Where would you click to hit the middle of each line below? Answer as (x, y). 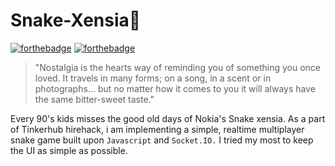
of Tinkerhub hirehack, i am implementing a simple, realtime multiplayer (157, 129)
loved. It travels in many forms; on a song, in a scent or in (153, 78)
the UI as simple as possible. (69, 150)
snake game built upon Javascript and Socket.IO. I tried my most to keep (162, 140)
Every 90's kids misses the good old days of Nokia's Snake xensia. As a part (168, 118)
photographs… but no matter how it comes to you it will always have (175, 88)
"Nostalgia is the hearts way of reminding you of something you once (178, 67)
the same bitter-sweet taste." (94, 99)
